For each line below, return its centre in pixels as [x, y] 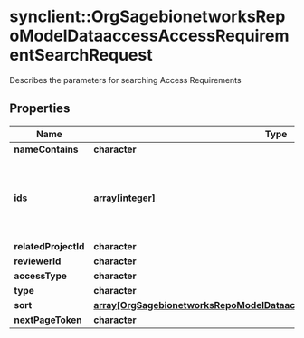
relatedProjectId [49, 246]
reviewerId [38, 261]
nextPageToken [48, 320]
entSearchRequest [81, 55]
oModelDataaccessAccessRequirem [149, 36]
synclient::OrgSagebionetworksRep [147, 17]
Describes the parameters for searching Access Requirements [125, 80]
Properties [40, 109]
